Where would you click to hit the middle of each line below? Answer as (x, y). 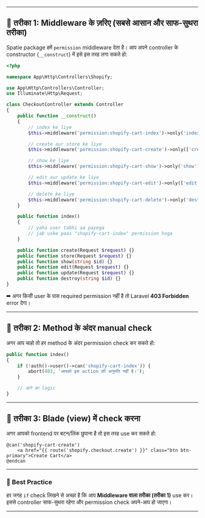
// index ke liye (50, 127)
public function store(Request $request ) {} (75, 256)
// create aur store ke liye (65, 144)
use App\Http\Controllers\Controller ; (55, 88)
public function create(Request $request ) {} (76, 250)
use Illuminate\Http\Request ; (45, 93)
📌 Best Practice (30, 482)
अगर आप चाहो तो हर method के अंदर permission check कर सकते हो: (81, 343)
